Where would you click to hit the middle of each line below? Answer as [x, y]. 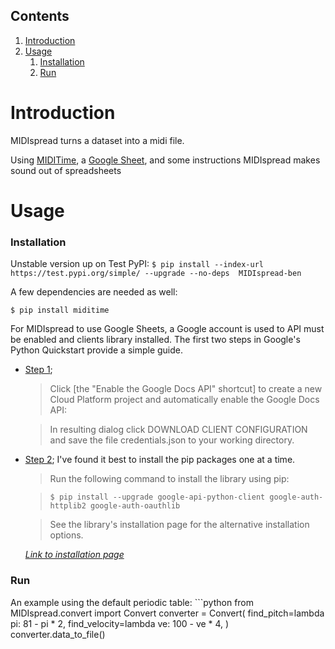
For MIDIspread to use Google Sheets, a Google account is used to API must [167, 329]
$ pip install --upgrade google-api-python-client [157, 497]
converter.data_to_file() [58, 634]
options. [66, 535]
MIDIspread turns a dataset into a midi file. [97, 140]
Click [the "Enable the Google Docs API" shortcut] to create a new [186, 389]
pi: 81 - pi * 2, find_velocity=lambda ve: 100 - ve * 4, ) [120, 623]
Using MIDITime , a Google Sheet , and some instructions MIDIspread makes [165, 160]
